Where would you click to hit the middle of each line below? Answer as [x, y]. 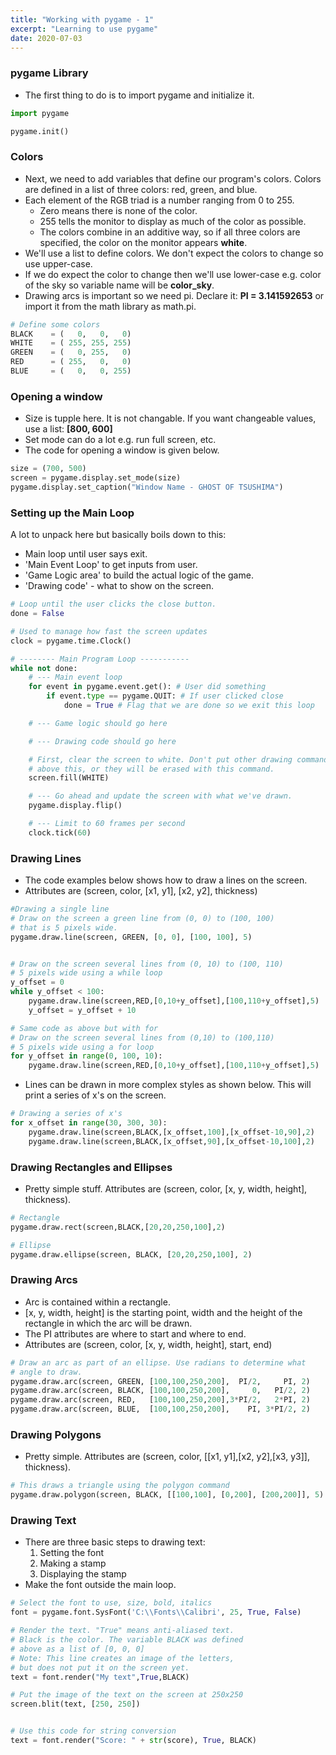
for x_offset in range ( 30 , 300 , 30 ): [89, 1123]
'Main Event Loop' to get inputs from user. [111, 565]
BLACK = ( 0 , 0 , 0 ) [71, 334]
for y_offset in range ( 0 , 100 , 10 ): [86, 1056]
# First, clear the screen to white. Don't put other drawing [160, 759]
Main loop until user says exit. [86, 554]
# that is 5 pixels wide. [64, 927]
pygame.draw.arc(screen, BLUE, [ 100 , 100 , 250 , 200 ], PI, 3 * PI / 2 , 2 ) [160, 1409]
